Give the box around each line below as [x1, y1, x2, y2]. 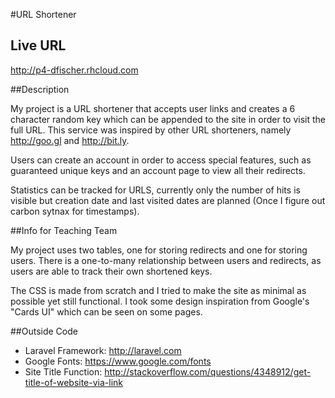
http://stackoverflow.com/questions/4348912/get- [104, 365, 312, 378]
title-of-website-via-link [24, 376, 124, 388]
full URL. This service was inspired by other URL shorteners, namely [10, 124, 292, 136]
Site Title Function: [24, 365, 103, 378]
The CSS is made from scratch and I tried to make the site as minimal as [10, 284, 307, 296]
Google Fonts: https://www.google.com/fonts [24, 355, 212, 367]
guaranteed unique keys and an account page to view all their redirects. [10, 164, 306, 176]
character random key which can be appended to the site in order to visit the [10, 113, 326, 125]
